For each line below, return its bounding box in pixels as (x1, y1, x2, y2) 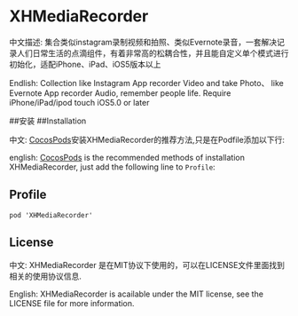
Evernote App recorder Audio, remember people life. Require (9, 87, 231, 99)
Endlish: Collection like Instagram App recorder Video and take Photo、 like (9, 77, 284, 88)
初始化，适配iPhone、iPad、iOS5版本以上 (9, 59, 161, 69)
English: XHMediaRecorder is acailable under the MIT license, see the (9, 288, 264, 299)
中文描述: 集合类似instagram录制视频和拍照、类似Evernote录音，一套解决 (9, 36, 278, 47)
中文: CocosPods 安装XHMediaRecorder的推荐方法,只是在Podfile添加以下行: (9, 134, 286, 145)
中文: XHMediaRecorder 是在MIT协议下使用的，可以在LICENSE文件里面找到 (9, 259, 286, 270)
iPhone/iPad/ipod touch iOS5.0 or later (9, 97, 150, 107)
